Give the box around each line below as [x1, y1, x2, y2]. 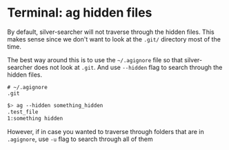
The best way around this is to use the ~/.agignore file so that [7, 55, 183, 64]
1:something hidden [7, 115, 63, 122]
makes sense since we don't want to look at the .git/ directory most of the [7, 35, 221, 43]
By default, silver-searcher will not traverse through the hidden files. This [7, 28, 215, 36]
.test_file [7, 109, 39, 115]
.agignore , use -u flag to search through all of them [7, 135, 153, 143]
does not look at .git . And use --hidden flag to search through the [34, 63, 223, 71]
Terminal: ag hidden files [7, 5, 152, 21]
